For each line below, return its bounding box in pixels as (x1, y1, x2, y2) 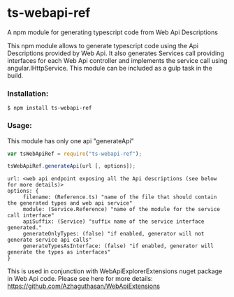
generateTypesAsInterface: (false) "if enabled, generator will (22, 242, 214, 249)
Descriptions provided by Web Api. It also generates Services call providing (7, 49, 225, 57)
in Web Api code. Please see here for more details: (7, 275, 153, 283)
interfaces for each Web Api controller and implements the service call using (7, 56, 228, 64)
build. (7, 71, 24, 80)
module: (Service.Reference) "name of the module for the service (22, 206, 220, 213)
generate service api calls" (7, 236, 92, 244)
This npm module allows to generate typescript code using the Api (7, 41, 199, 50)
